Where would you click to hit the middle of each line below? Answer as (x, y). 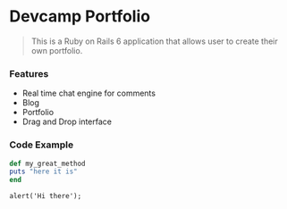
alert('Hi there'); (46, 196)
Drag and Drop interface (67, 121)
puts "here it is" (43, 171)
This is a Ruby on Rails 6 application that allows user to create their (155, 41)
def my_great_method (48, 163)
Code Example (42, 145)
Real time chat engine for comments (89, 93)
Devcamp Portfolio (80, 17)
